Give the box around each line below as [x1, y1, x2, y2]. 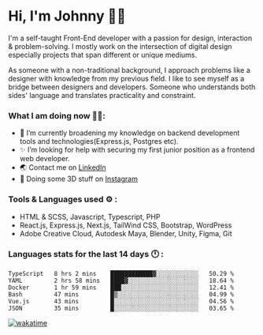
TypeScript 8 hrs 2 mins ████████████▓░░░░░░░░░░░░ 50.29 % [8, 269, 235, 277]
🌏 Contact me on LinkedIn [19, 163, 106, 172]
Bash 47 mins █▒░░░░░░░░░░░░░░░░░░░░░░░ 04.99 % [8, 290, 235, 299]
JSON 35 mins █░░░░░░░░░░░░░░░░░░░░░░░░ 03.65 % [8, 304, 235, 312]
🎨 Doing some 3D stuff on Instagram [19, 174, 138, 184]
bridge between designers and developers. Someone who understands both [8, 82, 256, 92]
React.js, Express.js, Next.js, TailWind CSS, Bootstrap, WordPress [19, 220, 232, 230]
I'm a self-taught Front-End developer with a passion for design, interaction [8, 33, 253, 43]
